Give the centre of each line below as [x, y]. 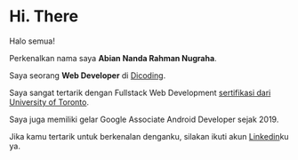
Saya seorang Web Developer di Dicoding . [88, 75]
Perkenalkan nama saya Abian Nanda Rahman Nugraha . [113, 58]
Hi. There [44, 16]
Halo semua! [32, 41]
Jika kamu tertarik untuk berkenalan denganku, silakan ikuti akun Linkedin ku [149, 136]
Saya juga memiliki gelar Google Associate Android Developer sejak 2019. [144, 119]
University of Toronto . [49, 102]
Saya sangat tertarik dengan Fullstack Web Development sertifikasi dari [140, 92]
